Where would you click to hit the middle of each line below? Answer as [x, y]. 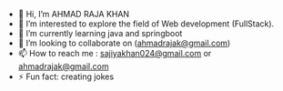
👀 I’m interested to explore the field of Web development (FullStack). [146, 24]
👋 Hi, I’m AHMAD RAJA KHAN [74, 14]
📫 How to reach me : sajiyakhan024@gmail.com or [115, 53]
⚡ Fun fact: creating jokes [66, 76]
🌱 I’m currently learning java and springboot [100, 33]
